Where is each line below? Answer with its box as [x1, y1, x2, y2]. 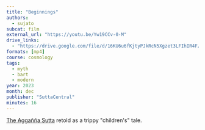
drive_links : [6, 37, 40, 43]
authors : [6, 15, 29, 21]
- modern [12, 77, 34, 83]
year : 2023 [6, 83, 34, 89]
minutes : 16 [6, 99, 37, 106]
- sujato [12, 20, 34, 26]
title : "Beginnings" [6, 9, 59, 15]
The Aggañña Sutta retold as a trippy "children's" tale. [6, 117, 142, 124]
